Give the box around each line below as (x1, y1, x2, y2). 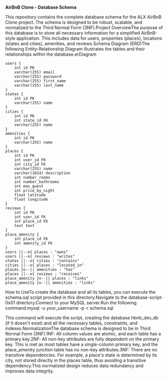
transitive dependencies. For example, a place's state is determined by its (5, 352, 157, 358)
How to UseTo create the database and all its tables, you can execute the (5, 289, 156, 295)
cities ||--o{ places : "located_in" (5, 263, 84, 268)
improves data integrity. (5, 368, 54, 374)
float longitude (14, 197, 49, 202)
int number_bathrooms (14, 179, 59, 184)
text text (14, 223, 35, 228)
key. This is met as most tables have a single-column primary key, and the (5, 341, 158, 347)
